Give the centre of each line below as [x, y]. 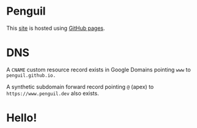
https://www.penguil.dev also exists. [53, 93]
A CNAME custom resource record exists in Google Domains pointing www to [98, 69]
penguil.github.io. [31, 75]
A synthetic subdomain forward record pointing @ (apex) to [80, 87]
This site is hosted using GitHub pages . [56, 28]
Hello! [22, 118]
